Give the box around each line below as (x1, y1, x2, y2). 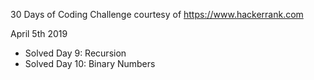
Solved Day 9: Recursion (24, 47, 127, 59)
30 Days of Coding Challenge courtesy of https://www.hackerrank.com (10, 9, 304, 20)
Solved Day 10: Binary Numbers (24, 58, 156, 69)
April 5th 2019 (10, 28, 68, 39)
